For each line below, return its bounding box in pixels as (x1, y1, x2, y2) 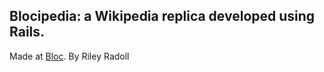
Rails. (9, 24, 46, 41)
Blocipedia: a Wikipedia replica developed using (9, 8, 316, 25)
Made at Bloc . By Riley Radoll (9, 50, 130, 62)
